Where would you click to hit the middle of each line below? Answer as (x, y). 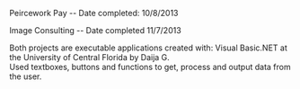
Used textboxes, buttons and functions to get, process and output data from (150, 67)
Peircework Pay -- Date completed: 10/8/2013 (94, 13)
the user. (26, 76)
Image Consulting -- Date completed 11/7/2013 (95, 30)
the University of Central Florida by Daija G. (90, 57)
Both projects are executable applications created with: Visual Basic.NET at (148, 48)
